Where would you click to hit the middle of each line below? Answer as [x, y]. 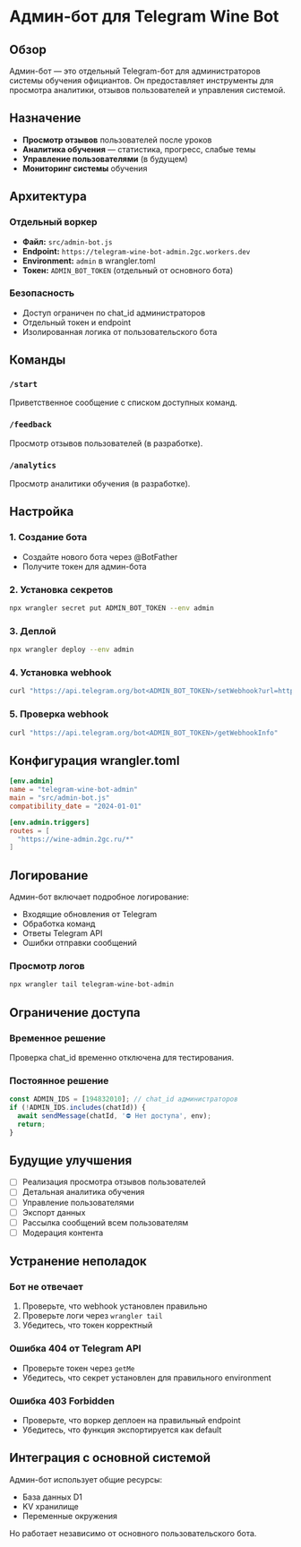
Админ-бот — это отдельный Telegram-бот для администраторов [135, 71]
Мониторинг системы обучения [85, 168]
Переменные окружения [70, 1516]
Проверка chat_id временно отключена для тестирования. [122, 1057]
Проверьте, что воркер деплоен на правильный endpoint [131, 1421]
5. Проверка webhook [59, 714]
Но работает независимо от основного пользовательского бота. [133, 1533]
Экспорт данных [54, 1212]
